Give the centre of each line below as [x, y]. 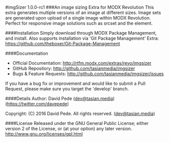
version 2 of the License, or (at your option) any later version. [69, 128]
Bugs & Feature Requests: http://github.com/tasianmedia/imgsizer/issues [88, 74]
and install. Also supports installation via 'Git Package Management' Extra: [82, 38]
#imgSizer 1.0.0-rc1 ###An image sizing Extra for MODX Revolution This [80, 7]
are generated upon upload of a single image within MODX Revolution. [78, 18]
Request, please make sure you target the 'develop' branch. [67, 89]
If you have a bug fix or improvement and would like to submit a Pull [75, 83]
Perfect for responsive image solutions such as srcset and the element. [79, 23]
